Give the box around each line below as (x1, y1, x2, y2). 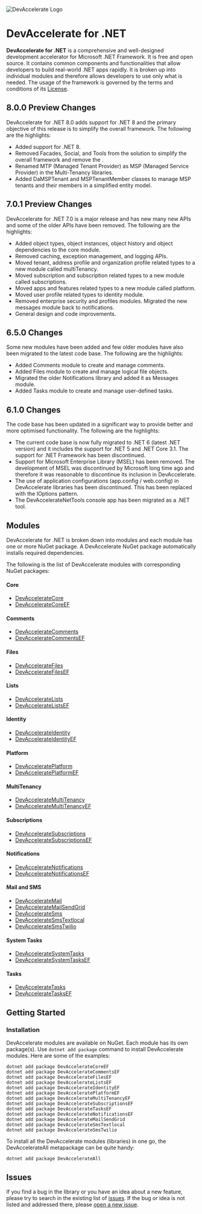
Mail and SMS (6, 884, 42, 891)
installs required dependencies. (6, 549, 84, 556)
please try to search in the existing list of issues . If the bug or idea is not (6, 1194, 185, 1201)
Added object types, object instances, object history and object (14, 239, 173, 247)
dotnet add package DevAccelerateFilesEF (6, 1074, 112, 1081)
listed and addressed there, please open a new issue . (6, 1201, 139, 1208)
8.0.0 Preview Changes (6, 103, 96, 113)
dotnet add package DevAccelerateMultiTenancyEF (6, 1095, 131, 1102)
